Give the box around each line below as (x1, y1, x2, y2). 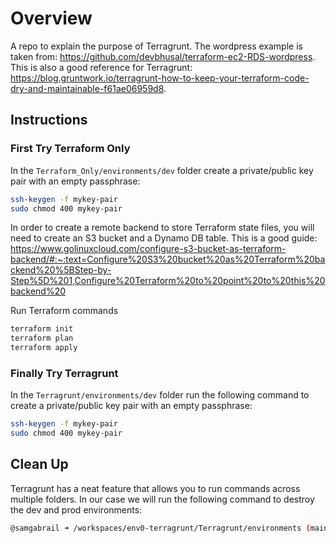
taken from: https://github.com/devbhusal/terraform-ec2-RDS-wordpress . (10, 50, 316, 62)
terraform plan (10, 333, 74, 344)
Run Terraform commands (10, 305, 119, 317)
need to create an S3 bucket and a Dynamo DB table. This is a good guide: (10, 232, 318, 244)
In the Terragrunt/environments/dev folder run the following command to (10, 389, 310, 401)
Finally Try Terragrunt (10, 366, 119, 380)
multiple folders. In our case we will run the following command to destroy (10, 493, 315, 505)
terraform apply (10, 343, 78, 353)
